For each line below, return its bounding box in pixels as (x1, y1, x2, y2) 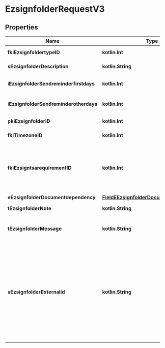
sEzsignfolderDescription (7, 63, 69, 70)
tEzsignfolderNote (7, 205, 52, 212)
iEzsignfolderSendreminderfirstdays (7, 80, 95, 87)
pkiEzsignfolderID (7, 118, 51, 124)
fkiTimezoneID (7, 132, 43, 139)
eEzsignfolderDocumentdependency (7, 194, 96, 201)
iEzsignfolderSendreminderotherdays (7, 101, 98, 107)
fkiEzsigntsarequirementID (7, 165, 72, 171)
